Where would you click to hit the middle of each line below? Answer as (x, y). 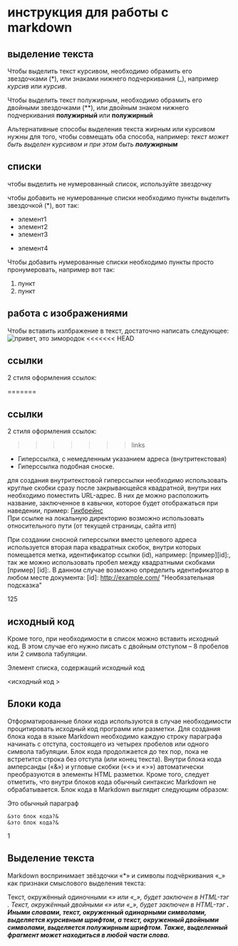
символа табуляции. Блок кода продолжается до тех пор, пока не (108, 751)
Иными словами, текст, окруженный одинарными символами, (107, 912)
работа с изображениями (68, 314)
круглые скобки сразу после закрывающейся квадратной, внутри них (115, 488)
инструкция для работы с (88, 12)
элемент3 (33, 234)
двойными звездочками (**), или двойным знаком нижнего (98, 107)
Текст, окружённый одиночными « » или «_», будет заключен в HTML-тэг (118, 897)
